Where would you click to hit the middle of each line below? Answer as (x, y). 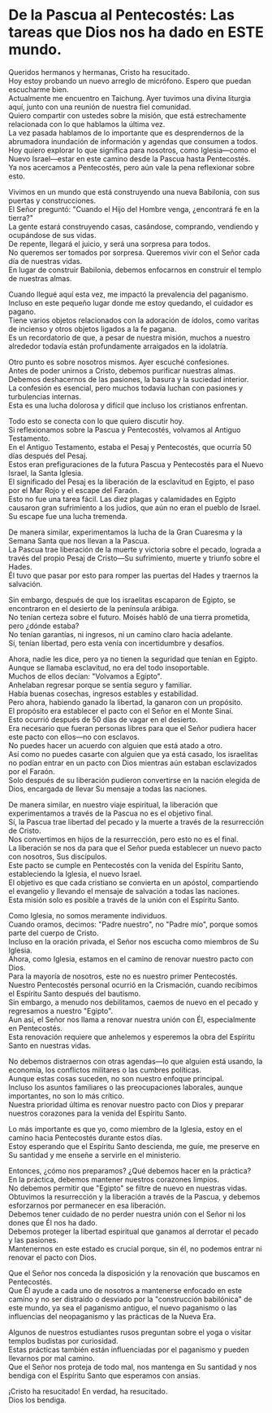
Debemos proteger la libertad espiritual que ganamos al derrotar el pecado (134, 1231)
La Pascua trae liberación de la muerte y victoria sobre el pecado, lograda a (135, 549)
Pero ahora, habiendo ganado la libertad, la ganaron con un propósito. (126, 702)
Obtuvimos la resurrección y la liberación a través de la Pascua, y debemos (134, 1196)
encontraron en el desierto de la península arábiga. (94, 608)
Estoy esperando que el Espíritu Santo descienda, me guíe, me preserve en (134, 1146)
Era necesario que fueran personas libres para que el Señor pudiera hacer (133, 728)
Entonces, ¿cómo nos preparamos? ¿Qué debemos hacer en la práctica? (130, 1170)
